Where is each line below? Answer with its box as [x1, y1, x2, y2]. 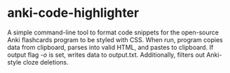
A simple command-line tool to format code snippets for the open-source [7, 28, 219, 36]
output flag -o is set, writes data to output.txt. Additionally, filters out [7, 51, 205, 59]
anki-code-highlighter [7, 5, 140, 21]
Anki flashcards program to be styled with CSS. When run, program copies [7, 35, 223, 44]
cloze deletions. [22, 58, 69, 66]
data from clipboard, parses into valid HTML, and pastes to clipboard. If [7, 43, 214, 51]
